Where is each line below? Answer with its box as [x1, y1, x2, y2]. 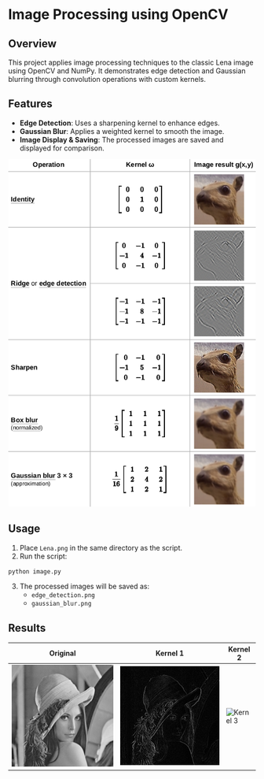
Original [49, 648, 76, 658]
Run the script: [19, 551, 68, 561]
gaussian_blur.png [31, 600, 92, 608]
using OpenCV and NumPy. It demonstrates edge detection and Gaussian [8, 66, 246, 76]
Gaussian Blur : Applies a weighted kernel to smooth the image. [19, 126, 225, 135]
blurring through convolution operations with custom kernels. [8, 75, 207, 83]
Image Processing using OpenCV [8, 6, 229, 24]
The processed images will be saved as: [19, 581, 150, 592]
